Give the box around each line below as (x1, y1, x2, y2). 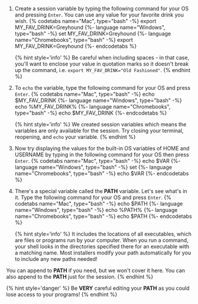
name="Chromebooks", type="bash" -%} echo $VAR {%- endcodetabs (14, 170, 189, 176)
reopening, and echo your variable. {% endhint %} (14, 133, 136, 140)
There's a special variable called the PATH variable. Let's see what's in (14, 188, 187, 194)
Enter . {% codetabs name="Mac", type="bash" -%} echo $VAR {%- (14, 158, 181, 164)
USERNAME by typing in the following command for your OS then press (14, 151, 189, 158)
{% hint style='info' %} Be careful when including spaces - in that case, (14, 54, 190, 61)
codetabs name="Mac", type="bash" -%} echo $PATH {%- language (14, 200, 183, 207)
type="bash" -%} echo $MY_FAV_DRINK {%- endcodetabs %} (14, 109, 167, 116)
